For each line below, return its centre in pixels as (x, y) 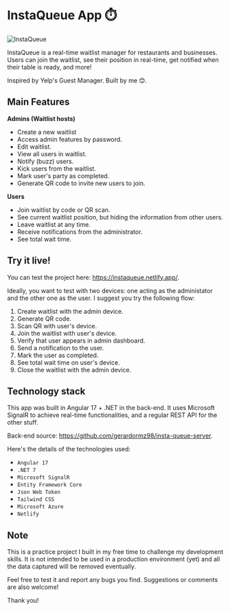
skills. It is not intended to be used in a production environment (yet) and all (114, 559)
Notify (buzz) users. (45, 161)
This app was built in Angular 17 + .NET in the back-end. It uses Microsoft (111, 408)
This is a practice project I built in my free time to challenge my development (115, 552)
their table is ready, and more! (49, 67)
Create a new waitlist (47, 132)
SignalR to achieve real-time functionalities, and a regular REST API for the (112, 415)
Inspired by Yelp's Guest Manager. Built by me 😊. (77, 80)
